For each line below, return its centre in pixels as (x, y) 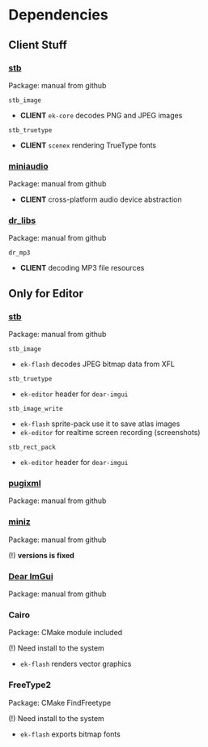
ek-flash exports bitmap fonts (70, 734)
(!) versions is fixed (41, 555)
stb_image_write (36, 409)
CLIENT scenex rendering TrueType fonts (88, 145)
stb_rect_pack (32, 447)
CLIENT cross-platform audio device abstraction (101, 199)
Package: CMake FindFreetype (60, 702)
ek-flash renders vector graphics (76, 664)
